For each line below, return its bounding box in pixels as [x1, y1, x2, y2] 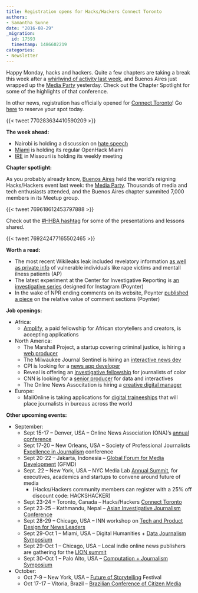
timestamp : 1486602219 [11, 42, 67, 48]
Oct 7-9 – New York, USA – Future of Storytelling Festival [23, 573, 162, 581]
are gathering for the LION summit [23, 548, 107, 556]
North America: [14, 337, 52, 344]
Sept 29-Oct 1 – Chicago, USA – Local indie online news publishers [23, 542, 186, 549]
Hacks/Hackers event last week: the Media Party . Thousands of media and [6, 182, 187, 189]
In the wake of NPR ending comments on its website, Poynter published [14, 289, 189, 296]
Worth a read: [6, 246, 41, 253]
